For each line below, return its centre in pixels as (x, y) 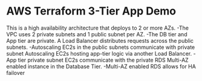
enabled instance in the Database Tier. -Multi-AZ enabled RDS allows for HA (101, 66)
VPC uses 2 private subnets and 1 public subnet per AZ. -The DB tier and (97, 34)
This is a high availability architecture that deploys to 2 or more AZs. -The (98, 28)
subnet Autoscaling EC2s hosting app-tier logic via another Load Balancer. (99, 53)
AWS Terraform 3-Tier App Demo (91, 11)
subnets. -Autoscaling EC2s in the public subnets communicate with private (101, 47)
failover (16, 73)
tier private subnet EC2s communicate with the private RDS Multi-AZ (103, 60)
